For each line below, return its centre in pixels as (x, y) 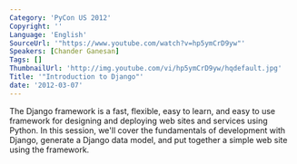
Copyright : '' (36, 26)
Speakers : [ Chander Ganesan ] (64, 52)
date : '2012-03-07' (46, 85)
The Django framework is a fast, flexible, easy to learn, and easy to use (143, 111)
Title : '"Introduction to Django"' (77, 77)
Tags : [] (26, 60)
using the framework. (49, 150)
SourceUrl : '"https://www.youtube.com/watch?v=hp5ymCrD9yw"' (128, 43)
